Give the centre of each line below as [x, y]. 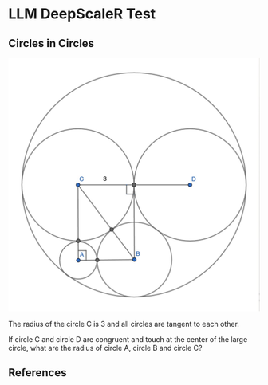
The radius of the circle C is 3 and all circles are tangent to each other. [124, 324]
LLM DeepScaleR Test [82, 14]
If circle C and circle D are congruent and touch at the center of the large [128, 339]
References [37, 373]
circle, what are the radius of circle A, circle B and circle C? [105, 348]
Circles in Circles [51, 43]
